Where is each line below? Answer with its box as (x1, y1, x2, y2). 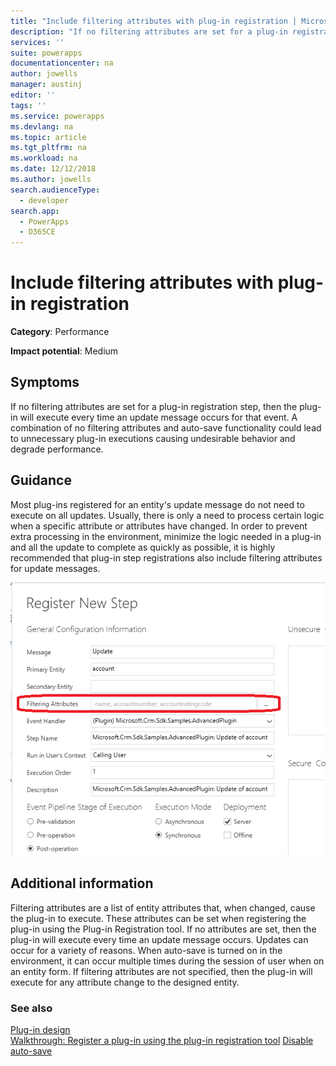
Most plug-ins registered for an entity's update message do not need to (10, 498, 305, 510)
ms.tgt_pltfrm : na (10, 143, 87, 153)
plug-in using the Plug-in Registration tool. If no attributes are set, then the (10, 923, 317, 935)
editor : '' (10, 90, 56, 100)
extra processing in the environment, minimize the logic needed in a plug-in (10, 530, 322, 542)
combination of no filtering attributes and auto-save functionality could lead (10, 421, 322, 434)
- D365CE (19, 227, 56, 237)
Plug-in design (10, 1024, 71, 1036)
